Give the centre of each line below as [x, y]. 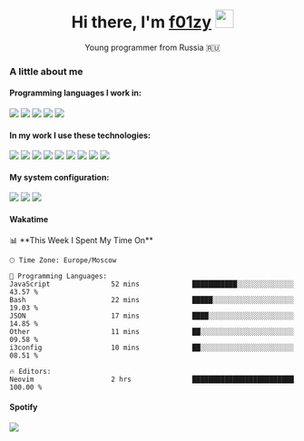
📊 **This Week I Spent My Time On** [82, 240]
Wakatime [29, 220]
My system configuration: [59, 177]
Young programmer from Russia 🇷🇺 [152, 47]
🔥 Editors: [30, 371]
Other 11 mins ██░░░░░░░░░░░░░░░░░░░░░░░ [152, 331]
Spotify [24, 407]
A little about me [46, 71]
